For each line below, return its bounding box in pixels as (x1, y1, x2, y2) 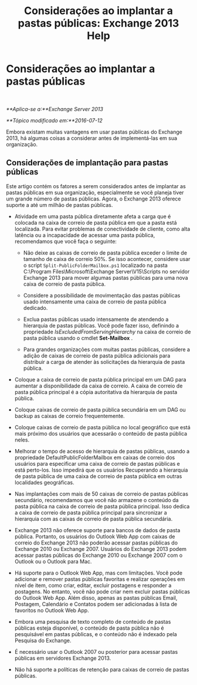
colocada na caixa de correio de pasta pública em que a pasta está (14, 219, 177, 226)
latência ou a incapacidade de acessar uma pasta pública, (14, 231, 155, 239)
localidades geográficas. (14, 479, 74, 486)
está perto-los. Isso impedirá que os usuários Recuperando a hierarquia (14, 466, 188, 473)
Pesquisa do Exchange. (14, 637, 72, 644)
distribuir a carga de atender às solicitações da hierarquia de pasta (23, 358, 185, 365)
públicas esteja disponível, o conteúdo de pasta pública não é (14, 624, 164, 631)
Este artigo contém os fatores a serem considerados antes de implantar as (6, 182, 186, 189)
